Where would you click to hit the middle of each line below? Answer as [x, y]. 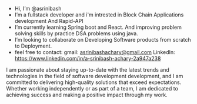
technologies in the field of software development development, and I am [95, 76]
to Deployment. [33, 46]
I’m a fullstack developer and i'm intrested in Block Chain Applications [99, 15]
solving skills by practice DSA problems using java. [76, 33]
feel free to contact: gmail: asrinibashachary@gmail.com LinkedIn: [95, 52]
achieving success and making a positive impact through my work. [87, 95]
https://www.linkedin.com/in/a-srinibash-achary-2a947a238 [88, 58]
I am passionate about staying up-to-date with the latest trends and [88, 70]
